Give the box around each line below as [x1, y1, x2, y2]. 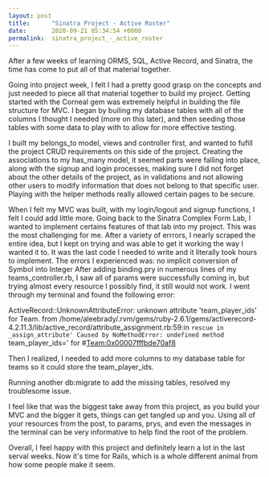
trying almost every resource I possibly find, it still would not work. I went [8, 281, 251, 291]
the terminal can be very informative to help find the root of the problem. [8, 427, 248, 437]
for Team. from [8, 314, 58, 324]
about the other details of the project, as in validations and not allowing [8, 172, 243, 182]
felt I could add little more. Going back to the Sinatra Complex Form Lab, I [8, 213, 251, 223]
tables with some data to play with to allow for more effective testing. [8, 123, 237, 132]
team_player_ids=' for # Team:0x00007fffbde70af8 [8, 338, 177, 348]
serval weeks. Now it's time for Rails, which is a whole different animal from [8, 451, 259, 461]
